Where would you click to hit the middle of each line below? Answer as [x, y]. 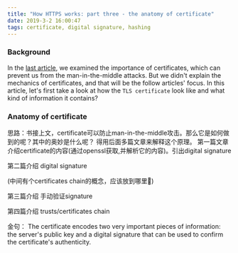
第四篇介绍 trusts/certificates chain [59, 211]
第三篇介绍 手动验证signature [50, 196]
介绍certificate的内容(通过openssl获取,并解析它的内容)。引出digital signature [119, 150]
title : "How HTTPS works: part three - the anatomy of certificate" [111, 14]
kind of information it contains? [53, 98]
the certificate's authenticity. [49, 242]
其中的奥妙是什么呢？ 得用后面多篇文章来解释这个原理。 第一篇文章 [130, 141]
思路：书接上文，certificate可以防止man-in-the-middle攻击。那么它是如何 [115, 133]
